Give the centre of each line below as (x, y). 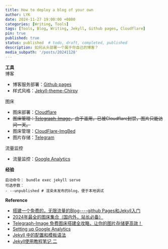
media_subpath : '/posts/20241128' (42, 52)
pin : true (16, 33)
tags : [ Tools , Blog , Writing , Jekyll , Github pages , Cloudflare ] (75, 29)
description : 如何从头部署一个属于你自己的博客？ (52, 47)
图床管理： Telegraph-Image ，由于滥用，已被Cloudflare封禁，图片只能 (86, 118)
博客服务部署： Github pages (42, 84)
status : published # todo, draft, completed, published (66, 43)
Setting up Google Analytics (42, 229)
